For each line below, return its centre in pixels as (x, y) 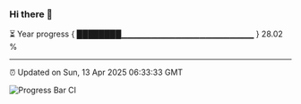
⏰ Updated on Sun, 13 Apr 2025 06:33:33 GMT (96, 72)
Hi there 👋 (31, 14)
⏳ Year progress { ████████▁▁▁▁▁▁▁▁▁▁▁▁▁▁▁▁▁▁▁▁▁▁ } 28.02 (146, 34)
